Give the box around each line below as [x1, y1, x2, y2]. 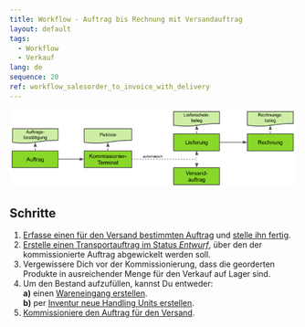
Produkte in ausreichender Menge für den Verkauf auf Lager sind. [22, 269, 271, 280]
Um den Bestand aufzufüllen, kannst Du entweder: [22, 279, 214, 290]
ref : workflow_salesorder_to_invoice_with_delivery [9, 82, 210, 91]
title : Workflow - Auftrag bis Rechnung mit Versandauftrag [9, 15, 244, 24]
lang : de [9, 63, 43, 72]
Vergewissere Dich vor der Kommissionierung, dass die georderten [22, 258, 276, 269]
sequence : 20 [9, 73, 59, 82]
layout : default [9, 24, 71, 34]
